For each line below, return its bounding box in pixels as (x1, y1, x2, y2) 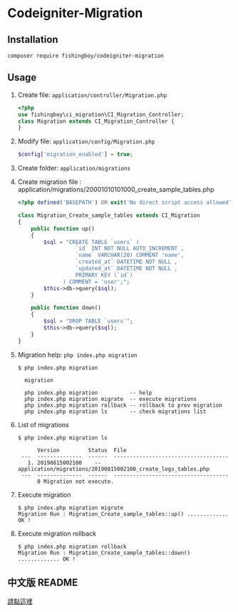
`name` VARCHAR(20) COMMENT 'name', (75, 252, 185, 259)
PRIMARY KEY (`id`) (75, 271, 133, 279)
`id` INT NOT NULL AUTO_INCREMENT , (75, 245, 185, 253)
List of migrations (17, 420, 69, 429)
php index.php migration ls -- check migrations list (24, 408, 207, 415)
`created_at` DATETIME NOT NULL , (75, 258, 178, 265)
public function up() (31, 225, 95, 233)
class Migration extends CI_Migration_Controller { (17, 118, 175, 125)
